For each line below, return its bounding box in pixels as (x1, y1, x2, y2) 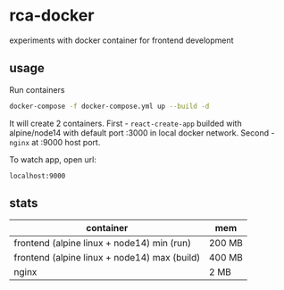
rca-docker (9, 5, 95, 26)
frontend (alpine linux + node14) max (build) (13, 252, 201, 264)
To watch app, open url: (9, 153, 96, 165)
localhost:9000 (9, 171, 66, 180)
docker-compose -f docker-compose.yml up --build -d (9, 102, 210, 111)
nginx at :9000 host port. (9, 137, 101, 147)
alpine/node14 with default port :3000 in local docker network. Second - (9, 127, 275, 138)
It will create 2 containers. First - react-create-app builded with (9, 118, 243, 128)
